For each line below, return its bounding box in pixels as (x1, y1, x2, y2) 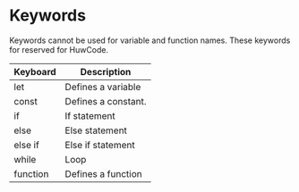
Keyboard (13, 65, 56, 78)
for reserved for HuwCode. (9, 44, 109, 54)
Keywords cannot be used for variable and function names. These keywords (9, 35, 291, 46)
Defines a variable (64, 80, 141, 93)
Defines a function (64, 167, 142, 179)
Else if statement (64, 138, 136, 151)
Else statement (64, 124, 128, 137)
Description (80, 65, 132, 78)
